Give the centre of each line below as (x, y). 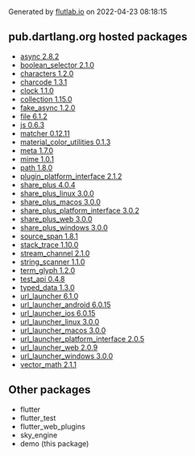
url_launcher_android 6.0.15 (65, 305)
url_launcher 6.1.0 (49, 296)
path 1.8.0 (36, 168)
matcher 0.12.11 (45, 133)
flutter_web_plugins (53, 426)
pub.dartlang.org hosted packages (98, 37)
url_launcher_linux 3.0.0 (60, 321)
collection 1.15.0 (46, 99)
